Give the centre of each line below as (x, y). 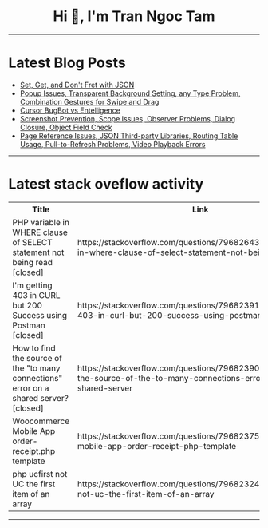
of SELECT (33, 242)
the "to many (36, 368)
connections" (37, 378)
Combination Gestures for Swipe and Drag (89, 101)
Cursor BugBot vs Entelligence (70, 110)
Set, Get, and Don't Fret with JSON (77, 85)
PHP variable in (41, 222)
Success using (40, 315)
